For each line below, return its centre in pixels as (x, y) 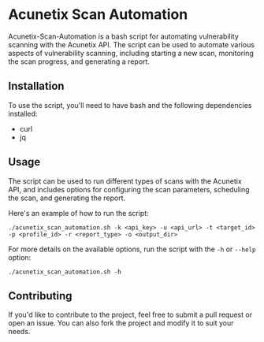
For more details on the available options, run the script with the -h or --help (132, 249)
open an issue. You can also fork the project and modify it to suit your (121, 323)
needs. (19, 332)
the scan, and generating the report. (67, 198)
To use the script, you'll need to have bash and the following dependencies (130, 105)
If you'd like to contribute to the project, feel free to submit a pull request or (130, 315)
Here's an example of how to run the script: (79, 213)
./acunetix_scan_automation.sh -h (65, 272)
